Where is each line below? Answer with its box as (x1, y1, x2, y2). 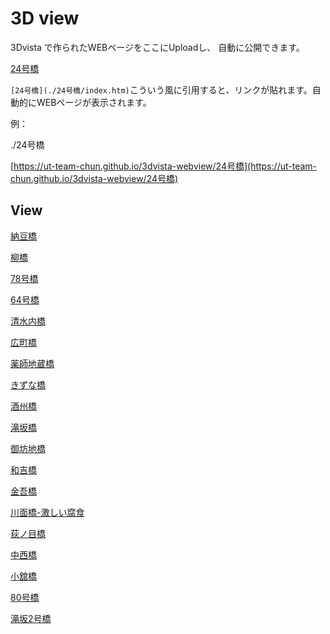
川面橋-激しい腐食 (10, 506, 85, 518)
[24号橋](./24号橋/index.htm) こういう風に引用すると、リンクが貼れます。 (10, 83, 313, 96)
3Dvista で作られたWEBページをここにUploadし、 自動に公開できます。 (10, 41, 305, 53)
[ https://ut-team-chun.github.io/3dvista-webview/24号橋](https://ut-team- (10, 160, 318, 172)
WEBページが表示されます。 (36, 96, 152, 108)
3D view (10, 7, 80, 30)
